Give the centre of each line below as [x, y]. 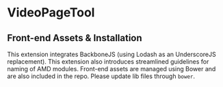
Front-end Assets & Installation [75, 38]
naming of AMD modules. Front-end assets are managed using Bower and [112, 69]
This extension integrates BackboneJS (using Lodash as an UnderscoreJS [112, 54]
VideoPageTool [51, 13]
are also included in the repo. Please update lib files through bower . [101, 76]
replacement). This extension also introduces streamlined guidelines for [108, 62]
